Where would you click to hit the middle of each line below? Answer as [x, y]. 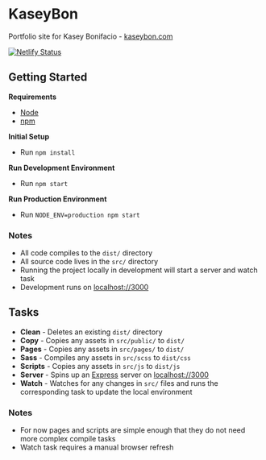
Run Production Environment [58, 199]
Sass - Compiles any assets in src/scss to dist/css [106, 357]
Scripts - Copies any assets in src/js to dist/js [100, 366]
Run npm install [48, 152]
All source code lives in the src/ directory [89, 262]
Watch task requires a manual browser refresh [97, 447]
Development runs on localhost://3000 [84, 288]
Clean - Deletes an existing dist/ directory [91, 332]
